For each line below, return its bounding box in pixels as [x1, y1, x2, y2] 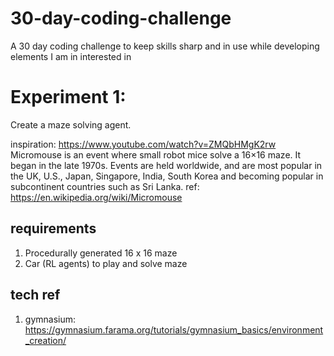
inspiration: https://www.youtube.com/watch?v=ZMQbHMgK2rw [10, 138, 277, 150]
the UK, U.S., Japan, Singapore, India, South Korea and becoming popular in [10, 170, 324, 182]
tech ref [10, 287, 61, 304]
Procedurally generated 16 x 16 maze [24, 247, 178, 259]
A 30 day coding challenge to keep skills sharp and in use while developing [10, 40, 320, 52]
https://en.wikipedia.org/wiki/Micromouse [10, 191, 183, 203]
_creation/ [24, 334, 67, 346]
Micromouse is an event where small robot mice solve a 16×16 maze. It [10, 148, 302, 161]
